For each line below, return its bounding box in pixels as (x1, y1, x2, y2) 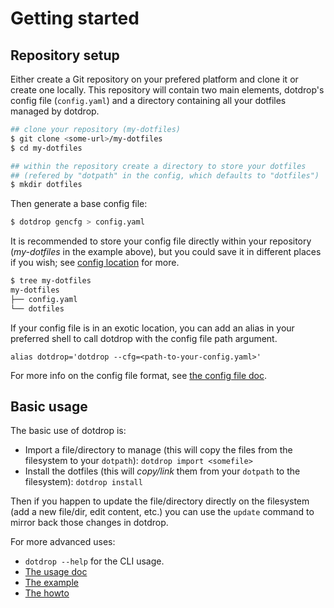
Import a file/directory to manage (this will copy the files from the (24, 444, 293, 456)
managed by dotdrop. (10, 105, 100, 117)
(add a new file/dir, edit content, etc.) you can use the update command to (10, 506, 315, 518)
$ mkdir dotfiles (10, 180, 83, 190)
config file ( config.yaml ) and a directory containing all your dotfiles (10, 95, 287, 106)
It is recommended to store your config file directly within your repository (10, 235, 312, 247)
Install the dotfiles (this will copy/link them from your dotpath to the (24, 465, 301, 477)
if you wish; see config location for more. (10, 257, 180, 269)
